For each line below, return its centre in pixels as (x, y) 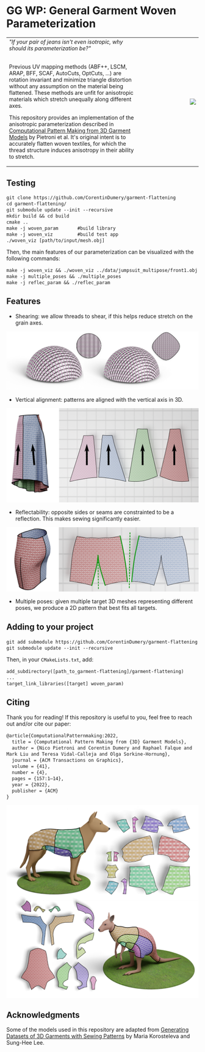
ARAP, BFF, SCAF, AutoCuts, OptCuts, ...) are (65, 73)
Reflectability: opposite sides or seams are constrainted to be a (95, 513)
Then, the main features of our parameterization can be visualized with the (100, 252)
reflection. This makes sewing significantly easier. (78, 519)
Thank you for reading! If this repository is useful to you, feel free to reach (99, 717)
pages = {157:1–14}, (38, 778)
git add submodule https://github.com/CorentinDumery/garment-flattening (102, 642)
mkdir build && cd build (38, 216)
